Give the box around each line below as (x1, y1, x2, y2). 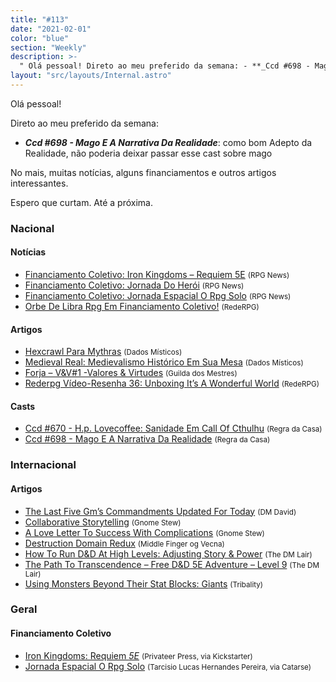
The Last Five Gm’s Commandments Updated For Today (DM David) (24, 505, 297, 517)
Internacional (10, 458, 77, 472)
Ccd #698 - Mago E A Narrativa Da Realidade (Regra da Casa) (24, 433, 271, 445)
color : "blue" (10, 33, 70, 43)
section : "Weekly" (10, 42, 87, 53)
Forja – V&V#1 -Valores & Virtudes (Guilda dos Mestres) (24, 367, 238, 379)
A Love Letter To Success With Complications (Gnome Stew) (24, 526, 265, 538)
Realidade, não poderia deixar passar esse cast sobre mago (24, 147, 273, 159)
